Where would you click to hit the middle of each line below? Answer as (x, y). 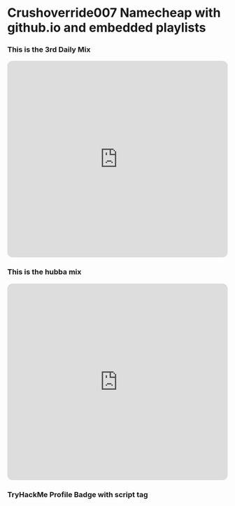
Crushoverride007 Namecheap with (114, 13)
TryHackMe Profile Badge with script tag (78, 494)
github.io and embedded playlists (107, 28)
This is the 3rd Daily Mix (49, 50)
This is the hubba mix (44, 272)
